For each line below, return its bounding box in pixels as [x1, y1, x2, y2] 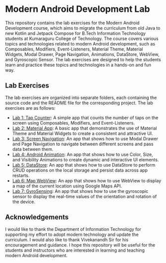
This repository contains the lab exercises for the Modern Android [5, 20, 140, 26]
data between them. [12, 146, 54, 152]
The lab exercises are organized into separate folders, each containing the [5, 94, 157, 100]
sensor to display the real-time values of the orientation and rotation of [12, 193, 157, 199]
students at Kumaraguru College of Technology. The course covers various [5, 36, 159, 42]
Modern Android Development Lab [5, 3, 150, 15]
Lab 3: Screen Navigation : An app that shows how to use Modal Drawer [12, 135, 159, 141]
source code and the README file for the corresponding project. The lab [5, 100, 154, 106]
